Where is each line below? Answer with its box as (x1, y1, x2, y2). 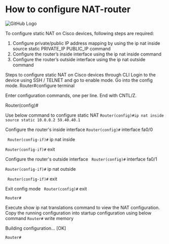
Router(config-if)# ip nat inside (7, 136, 75, 142)
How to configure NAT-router (5, 4, 131, 15)
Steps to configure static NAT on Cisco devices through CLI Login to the (5, 71, 156, 77)
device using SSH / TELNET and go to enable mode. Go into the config (5, 77, 153, 83)
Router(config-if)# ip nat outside (5, 166, 76, 172)
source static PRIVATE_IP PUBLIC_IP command (12, 45, 111, 51)
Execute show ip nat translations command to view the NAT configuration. (5, 204, 160, 210)
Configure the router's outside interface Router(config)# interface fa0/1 (5, 156, 157, 162)
